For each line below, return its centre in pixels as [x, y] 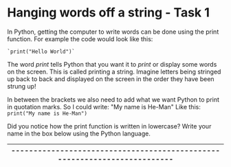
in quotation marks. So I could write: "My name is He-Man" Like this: [104, 107]
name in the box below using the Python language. [79, 133]
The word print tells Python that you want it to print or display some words [112, 64]
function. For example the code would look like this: [80, 38]
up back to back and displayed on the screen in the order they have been [111, 79]
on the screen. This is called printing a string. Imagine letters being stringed [114, 71]
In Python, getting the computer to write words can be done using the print [113, 32]
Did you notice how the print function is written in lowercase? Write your [109, 126]
